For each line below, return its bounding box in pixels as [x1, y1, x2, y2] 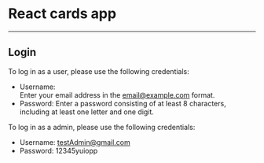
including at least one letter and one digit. [19, 107, 155, 117]
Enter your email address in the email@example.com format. [19, 90, 215, 99]
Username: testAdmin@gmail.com [19, 137, 131, 146]
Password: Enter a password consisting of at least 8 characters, [19, 98, 226, 108]
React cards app [8, 5, 116, 23]
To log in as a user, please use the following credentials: [8, 66, 190, 76]
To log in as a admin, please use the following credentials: [8, 122, 196, 132]
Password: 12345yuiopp [19, 146, 98, 155]
